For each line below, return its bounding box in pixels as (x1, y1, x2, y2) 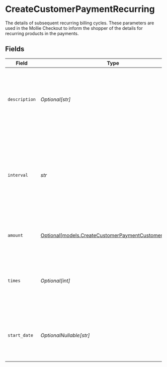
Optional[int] (40, 277, 71, 284)
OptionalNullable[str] (40, 332, 90, 339)
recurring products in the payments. (5, 30, 79, 36)
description (7, 96, 36, 102)
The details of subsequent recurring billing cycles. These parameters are (5, 20, 154, 26)
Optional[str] (40, 96, 71, 103)
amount (7, 232, 23, 238)
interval (7, 172, 28, 178)
